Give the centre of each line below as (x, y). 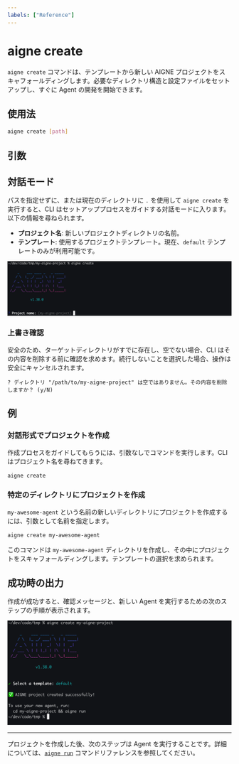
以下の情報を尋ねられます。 (48, 218)
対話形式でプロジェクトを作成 (59, 436)
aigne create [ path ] (38, 131)
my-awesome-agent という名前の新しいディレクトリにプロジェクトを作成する (118, 512)
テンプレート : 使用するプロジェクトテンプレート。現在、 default (111, 242)
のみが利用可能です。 (68, 251)
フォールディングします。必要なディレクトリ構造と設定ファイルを (116, 80)
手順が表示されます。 (63, 610)
